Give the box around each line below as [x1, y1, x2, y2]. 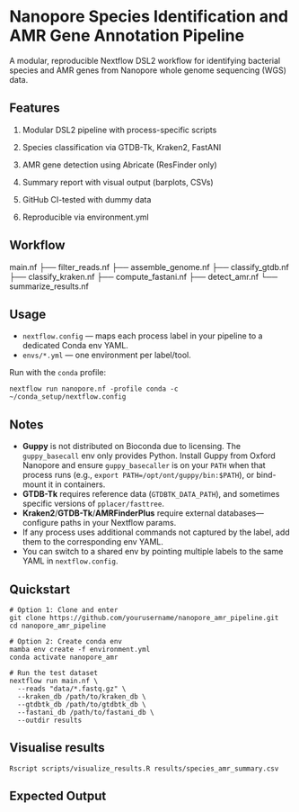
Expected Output [9, 789, 107, 804]
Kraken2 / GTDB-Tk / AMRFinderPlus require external [22, 508, 215, 519]
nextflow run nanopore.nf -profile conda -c [9, 384, 179, 393]
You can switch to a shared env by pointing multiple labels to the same [22, 546, 284, 557]
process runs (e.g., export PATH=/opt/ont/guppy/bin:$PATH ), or [22, 470, 255, 481]
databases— [216, 508, 265, 519]
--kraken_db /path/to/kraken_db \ [17, 692, 146, 701]
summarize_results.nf [9, 281, 90, 292]
